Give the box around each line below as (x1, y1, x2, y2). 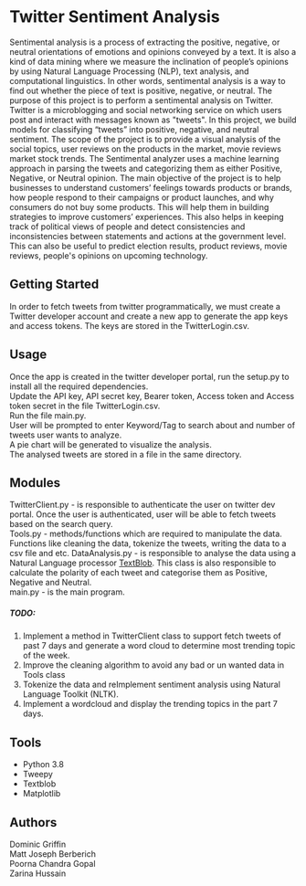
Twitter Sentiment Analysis (9, 6, 221, 27)
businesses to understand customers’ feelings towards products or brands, (9, 182, 292, 193)
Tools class (22, 670, 66, 680)
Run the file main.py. (9, 409, 87, 421)
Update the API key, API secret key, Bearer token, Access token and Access (9, 390, 295, 401)
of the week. (22, 650, 70, 661)
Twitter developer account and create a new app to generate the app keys (9, 311, 289, 322)
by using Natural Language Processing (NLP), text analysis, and (9, 66, 249, 77)
